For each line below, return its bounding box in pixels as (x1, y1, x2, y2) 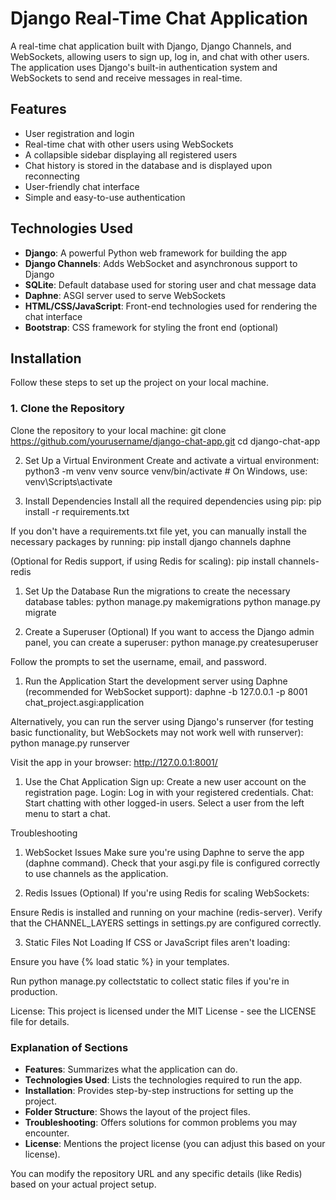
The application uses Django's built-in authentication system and (10, 61, 278, 73)
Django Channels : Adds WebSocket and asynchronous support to (24, 257, 298, 269)
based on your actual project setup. (10, 1178, 157, 1190)
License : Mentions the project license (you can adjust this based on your (24, 1137, 326, 1149)
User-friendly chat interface (24, 180, 140, 192)
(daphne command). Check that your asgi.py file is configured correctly (24, 857, 321, 869)
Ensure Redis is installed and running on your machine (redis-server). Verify (10, 906, 323, 918)
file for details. (10, 1015, 70, 1027)
